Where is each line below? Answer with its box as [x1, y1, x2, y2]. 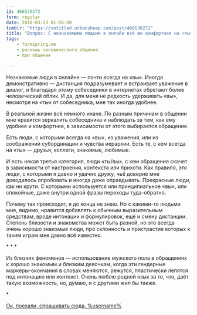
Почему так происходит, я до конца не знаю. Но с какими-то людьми [6, 200, 181, 207]
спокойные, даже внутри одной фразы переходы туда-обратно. [6, 189, 167, 196]
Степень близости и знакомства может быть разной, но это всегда [6, 219, 175, 226]
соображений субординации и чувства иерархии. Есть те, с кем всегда [6, 140, 186, 147]
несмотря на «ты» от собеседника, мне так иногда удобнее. [6, 98, 158, 106]
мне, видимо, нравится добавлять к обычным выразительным [6, 206, 163, 213]
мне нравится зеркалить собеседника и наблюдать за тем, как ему [6, 116, 176, 123]
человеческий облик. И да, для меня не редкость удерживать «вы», [6, 92, 178, 99]
